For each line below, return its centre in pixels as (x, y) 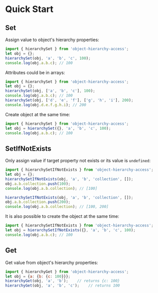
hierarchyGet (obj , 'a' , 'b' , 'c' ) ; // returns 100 (63, 286)
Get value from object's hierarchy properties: (52, 262)
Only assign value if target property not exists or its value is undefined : (78, 161)
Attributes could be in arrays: (35, 72)
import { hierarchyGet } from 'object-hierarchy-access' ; (67, 271)
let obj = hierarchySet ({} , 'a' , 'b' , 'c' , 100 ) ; (58, 128)
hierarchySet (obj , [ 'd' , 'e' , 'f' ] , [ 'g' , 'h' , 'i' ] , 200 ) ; (69, 100)
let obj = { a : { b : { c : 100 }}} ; (38, 276)
